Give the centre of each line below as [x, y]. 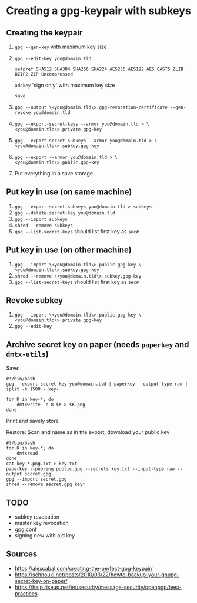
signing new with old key [45, 536]
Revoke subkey [35, 300]
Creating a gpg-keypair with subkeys [98, 11]
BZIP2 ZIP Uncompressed [44, 74]
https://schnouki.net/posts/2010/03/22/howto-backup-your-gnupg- [97, 575]
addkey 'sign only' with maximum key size [65, 85]
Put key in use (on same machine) [69, 192]
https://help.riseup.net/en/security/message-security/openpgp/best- [98, 587]
